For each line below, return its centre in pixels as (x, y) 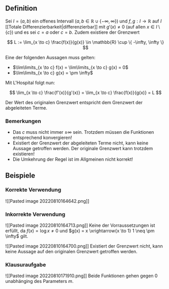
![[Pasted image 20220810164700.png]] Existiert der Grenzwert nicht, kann (84, 246)
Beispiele (20, 175)
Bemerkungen (23, 121)
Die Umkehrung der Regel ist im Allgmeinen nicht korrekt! (73, 159)
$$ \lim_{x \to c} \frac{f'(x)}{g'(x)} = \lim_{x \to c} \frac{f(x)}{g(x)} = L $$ (86, 92)
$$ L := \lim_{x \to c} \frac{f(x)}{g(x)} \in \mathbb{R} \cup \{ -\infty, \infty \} (86, 42)
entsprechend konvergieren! (42, 138)
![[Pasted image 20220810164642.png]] (47, 201)
